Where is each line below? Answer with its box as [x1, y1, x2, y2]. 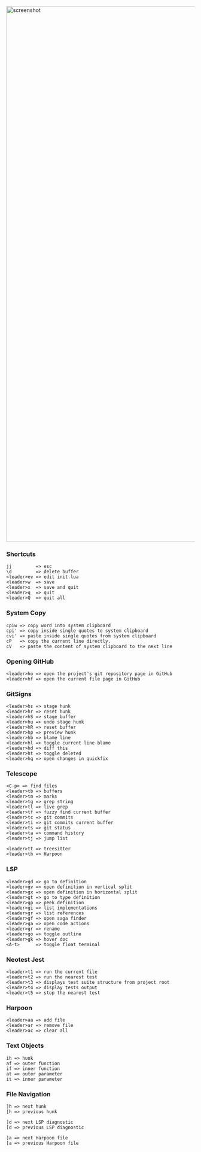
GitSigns [6, 689, 32, 698]
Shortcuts [6, 550, 36, 558]
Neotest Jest [6, 955, 45, 963]
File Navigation [6, 1090, 51, 1098]
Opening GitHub [6, 657, 54, 665]
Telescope [6, 770, 38, 778]
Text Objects [6, 1041, 44, 1050]
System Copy [6, 609, 47, 617]
